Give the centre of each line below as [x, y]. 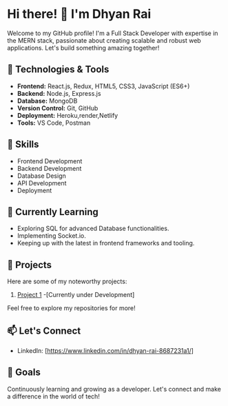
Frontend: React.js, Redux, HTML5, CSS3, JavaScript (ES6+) [103, 86]
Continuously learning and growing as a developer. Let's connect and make [114, 389]
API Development [42, 183]
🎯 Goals [24, 373]
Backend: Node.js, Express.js [59, 93]
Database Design [42, 176]
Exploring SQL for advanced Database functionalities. [93, 229]
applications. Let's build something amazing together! [83, 48]
